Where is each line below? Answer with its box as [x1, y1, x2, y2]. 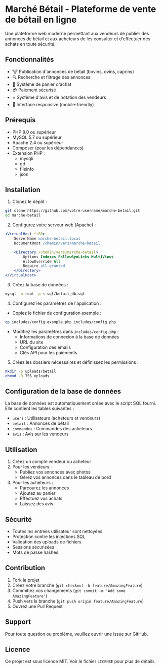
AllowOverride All [23, 259, 61, 264]
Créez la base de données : [12, 282, 68, 287]
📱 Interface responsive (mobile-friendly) [12, 101, 94, 107]
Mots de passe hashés [12, 549, 59, 555]
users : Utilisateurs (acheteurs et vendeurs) [12, 415, 100, 421]
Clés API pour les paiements [19, 349, 78, 355]
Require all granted [23, 264, 65, 268]
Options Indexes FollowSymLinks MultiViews [23, 254, 114, 259]
